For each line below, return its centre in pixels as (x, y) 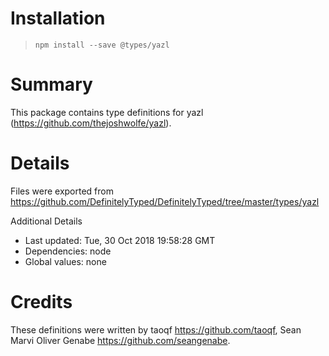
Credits (41, 302)
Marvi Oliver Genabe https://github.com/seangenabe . (120, 340)
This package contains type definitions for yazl (107, 112)
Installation (58, 18)
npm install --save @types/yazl (102, 45)
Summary (51, 84)
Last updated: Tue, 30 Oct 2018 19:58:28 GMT (120, 240)
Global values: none (65, 261)
